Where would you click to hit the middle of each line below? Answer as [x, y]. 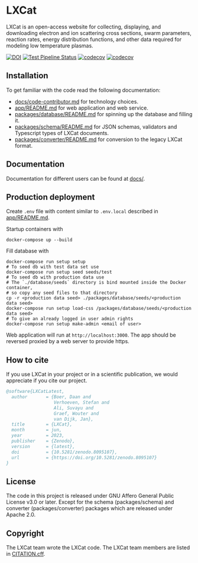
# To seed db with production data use [55, 277]
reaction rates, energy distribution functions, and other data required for [94, 39]
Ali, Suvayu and [74, 408]
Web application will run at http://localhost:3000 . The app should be [91, 335]
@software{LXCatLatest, [35, 392]
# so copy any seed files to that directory [62, 293]
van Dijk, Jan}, [74, 419]
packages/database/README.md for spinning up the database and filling [103, 114]
